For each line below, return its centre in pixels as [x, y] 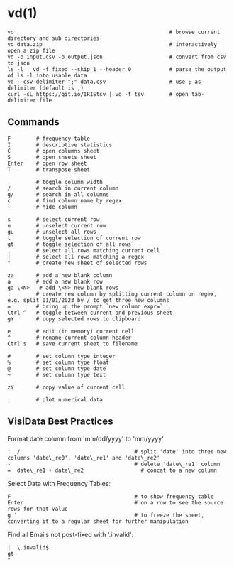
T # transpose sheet [49, 169]
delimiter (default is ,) [45, 88]
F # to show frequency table [111, 496]
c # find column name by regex [65, 200]
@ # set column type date [57, 368]
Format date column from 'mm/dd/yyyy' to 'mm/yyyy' [86, 438]
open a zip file [31, 50]
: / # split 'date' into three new [117, 452]
